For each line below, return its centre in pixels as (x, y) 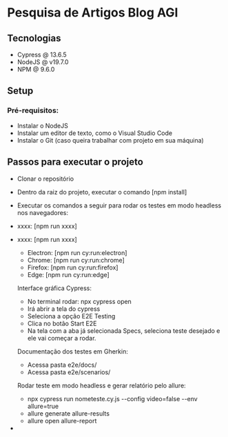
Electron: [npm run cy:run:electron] (77, 252)
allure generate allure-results (69, 413)
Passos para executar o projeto (75, 162)
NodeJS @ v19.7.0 (43, 62)
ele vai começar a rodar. (62, 338)
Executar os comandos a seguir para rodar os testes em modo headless (119, 205)
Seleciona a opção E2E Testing (71, 316)
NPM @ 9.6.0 (36, 69)
